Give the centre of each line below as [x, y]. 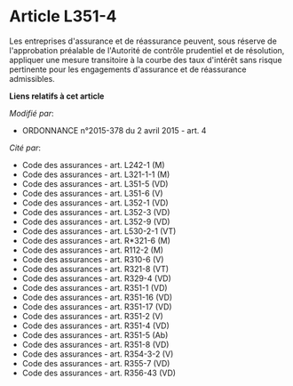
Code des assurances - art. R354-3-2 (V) [98, 354]
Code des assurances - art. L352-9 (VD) [96, 221]
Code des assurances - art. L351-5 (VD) [95, 183]
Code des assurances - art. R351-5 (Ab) [95, 334]
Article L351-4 [63, 16]
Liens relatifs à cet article [57, 96]
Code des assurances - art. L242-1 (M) [93, 165]
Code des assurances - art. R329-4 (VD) [96, 278]
